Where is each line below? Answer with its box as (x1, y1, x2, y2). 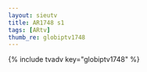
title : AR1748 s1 (8, 19, 65, 27)
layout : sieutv (8, 11, 58, 20)
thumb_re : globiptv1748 (8, 33, 86, 41)
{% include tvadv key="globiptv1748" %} (8, 55, 141, 64)
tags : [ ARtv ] (8, 26, 51, 34)
